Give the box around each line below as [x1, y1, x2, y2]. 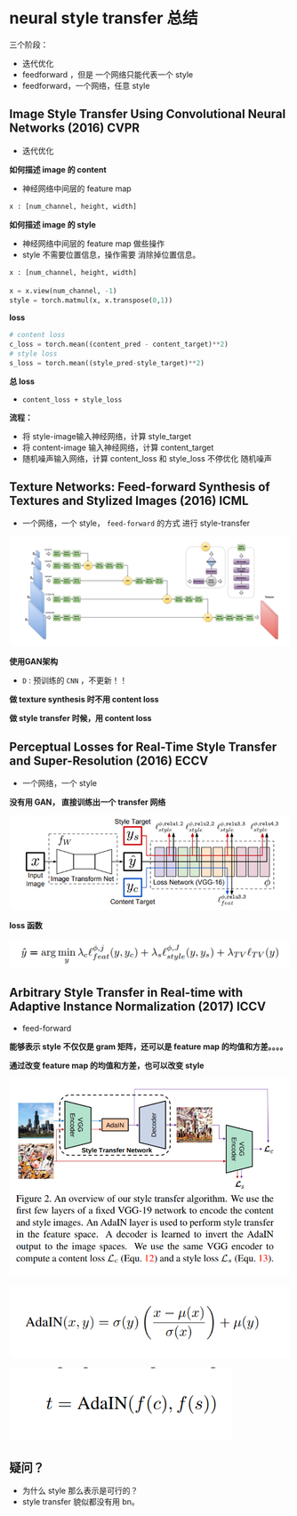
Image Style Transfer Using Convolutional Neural [9, 107, 286, 122]
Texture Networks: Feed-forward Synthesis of [9, 479, 270, 494]
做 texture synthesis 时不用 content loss [9, 694, 159, 705]
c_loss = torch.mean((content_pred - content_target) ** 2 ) [9, 340, 229, 349]
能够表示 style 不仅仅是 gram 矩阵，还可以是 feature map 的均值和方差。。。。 [9, 1041, 288, 1052]
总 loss [9, 375, 36, 387]
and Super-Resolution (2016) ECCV [9, 753, 209, 768]
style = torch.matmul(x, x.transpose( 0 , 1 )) [9, 296, 173, 305]
